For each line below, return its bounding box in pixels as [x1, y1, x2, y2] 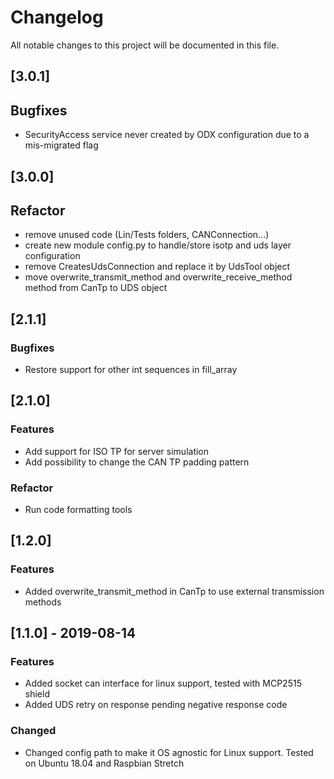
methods [24, 596, 62, 608]
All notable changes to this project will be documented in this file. [10, 39, 280, 51]
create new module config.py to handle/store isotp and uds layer [24, 239, 292, 251]
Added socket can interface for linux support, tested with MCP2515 [24, 677, 302, 690]
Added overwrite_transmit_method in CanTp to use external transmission [24, 585, 325, 597]
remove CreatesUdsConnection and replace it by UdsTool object [24, 261, 291, 273]
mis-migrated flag [24, 139, 99, 151]
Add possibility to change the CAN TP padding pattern [24, 456, 250, 468]
